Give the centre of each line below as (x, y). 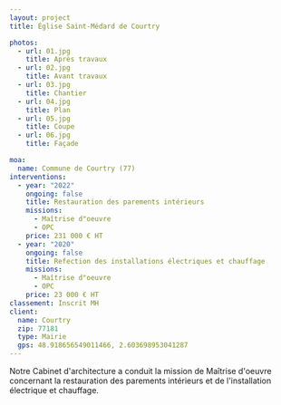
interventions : (38, 177)
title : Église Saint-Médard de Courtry (85, 26)
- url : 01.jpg (44, 51)
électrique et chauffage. (54, 390)
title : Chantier (57, 93)
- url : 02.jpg (44, 68)
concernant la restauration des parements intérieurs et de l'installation (140, 381)
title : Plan (48, 110)
